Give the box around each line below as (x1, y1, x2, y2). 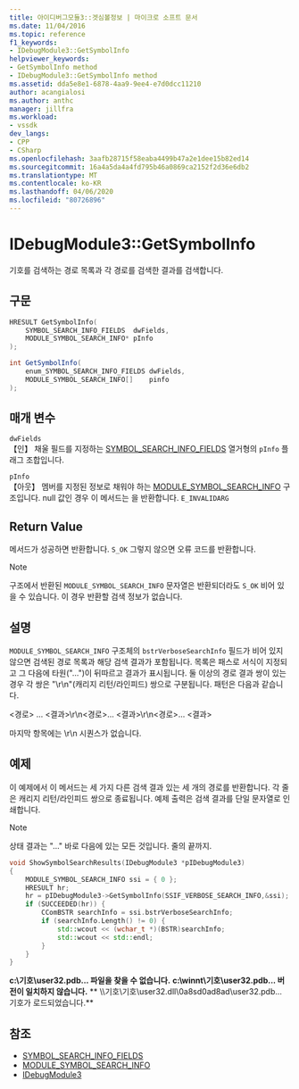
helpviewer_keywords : (9, 54, 90, 63)
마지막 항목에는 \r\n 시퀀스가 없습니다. (9, 728, 142, 739)
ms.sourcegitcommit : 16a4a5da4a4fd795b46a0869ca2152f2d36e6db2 (9, 162, 250, 171)
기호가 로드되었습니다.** (9, 997, 94, 1009)
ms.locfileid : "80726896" (9, 195, 105, 205)
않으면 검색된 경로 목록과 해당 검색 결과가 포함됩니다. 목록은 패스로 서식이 (9, 657, 264, 668)
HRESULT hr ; (25, 883, 70, 893)
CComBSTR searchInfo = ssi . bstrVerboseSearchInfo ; (41, 908, 234, 918)
